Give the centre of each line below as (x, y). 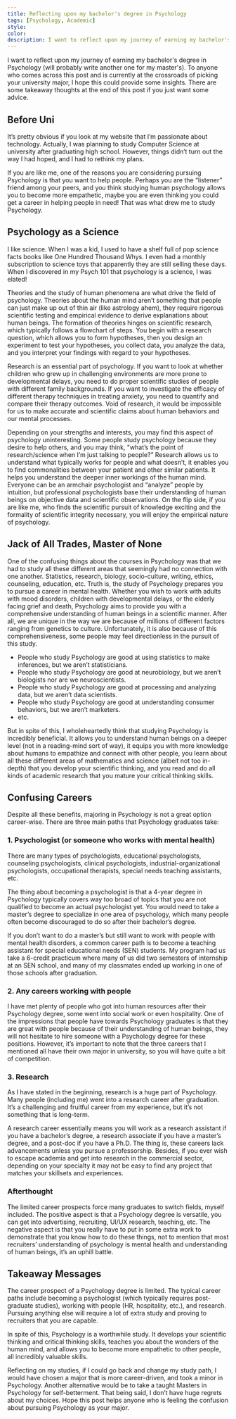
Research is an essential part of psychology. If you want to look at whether (115, 366)
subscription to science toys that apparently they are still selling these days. (117, 264)
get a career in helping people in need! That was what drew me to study (111, 202)
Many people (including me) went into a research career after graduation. (113, 1100)
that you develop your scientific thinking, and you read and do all (122, 768)
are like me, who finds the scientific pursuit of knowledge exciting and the (114, 507)
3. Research (28, 1077)
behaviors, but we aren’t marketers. (69, 709)
